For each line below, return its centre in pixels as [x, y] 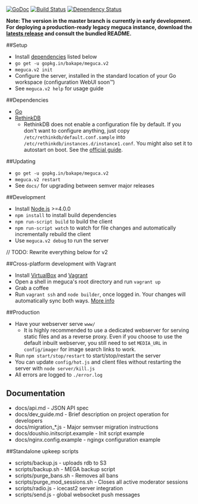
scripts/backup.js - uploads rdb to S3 [61, 463]
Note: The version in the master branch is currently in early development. [99, 21]
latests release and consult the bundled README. [69, 33]
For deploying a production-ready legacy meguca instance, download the [99, 27]
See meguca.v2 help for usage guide [59, 88]
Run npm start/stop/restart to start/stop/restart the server [88, 355]
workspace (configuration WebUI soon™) [65, 82]
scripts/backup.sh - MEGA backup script [65, 469]
